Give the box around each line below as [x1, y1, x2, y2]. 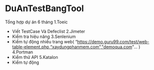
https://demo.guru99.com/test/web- [77, 38, 150, 44]
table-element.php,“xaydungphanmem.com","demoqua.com [12, 44, 132, 50]
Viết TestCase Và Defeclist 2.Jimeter [12, 28, 86, 34]
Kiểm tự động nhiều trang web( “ [12, 38, 77, 44]
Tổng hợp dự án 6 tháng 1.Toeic [5, 19, 68, 25]
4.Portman [12, 49, 33, 55]
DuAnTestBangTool [5, 3, 84, 14]
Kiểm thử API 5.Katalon [12, 54, 58, 60]
